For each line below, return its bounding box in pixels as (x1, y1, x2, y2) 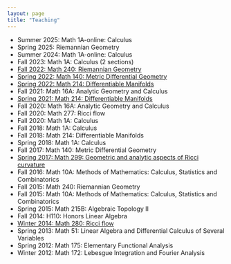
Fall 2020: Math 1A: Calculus (17, 116, 99, 124)
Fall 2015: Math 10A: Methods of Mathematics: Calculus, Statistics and (17, 189, 218, 198)
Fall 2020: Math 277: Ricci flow (17, 109, 106, 117)
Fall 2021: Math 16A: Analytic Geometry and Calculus (17, 87, 168, 95)
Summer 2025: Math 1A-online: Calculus (17, 35, 133, 44)
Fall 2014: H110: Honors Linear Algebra (17, 211, 128, 220)
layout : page (7, 10, 45, 17)
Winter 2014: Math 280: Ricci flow (17, 219, 114, 227)
